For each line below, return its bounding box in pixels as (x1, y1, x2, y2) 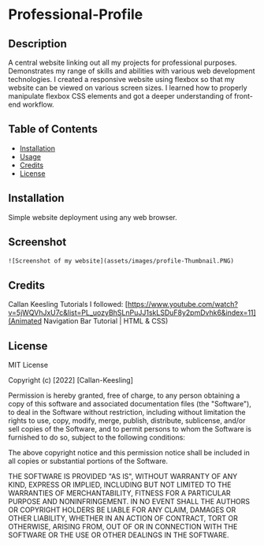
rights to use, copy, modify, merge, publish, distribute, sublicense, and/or (8, 416, 246, 425)
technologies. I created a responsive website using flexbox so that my (8, 75, 235, 84)
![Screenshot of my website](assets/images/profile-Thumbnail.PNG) (8, 257, 235, 265)
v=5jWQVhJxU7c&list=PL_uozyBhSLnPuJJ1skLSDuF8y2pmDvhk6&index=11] (8, 308, 256, 317)
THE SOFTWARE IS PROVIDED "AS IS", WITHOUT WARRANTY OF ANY (8, 472, 238, 481)
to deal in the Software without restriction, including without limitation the (8, 408, 246, 417)
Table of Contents (8, 122, 99, 136)
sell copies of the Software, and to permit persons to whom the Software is (8, 424, 252, 434)
